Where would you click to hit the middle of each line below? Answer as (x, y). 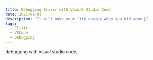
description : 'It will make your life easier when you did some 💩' (77, 19)
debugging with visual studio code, (41, 52)
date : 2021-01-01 (23, 14)
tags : (11, 24)
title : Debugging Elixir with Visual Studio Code (58, 10)
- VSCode (19, 33)
